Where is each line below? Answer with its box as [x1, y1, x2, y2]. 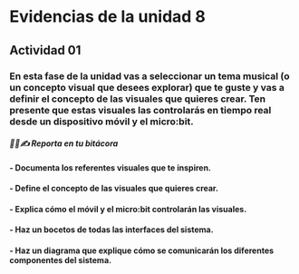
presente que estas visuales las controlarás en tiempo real [9, 103, 272, 116]
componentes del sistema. [9, 255, 111, 266]
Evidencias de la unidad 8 [9, 6, 207, 27]
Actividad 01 [9, 43, 82, 58]
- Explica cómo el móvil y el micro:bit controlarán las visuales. [9, 203, 247, 214]
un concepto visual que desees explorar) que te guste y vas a [9, 81, 285, 93]
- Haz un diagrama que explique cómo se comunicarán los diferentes [9, 245, 275, 256]
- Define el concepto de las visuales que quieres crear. [9, 183, 219, 194]
